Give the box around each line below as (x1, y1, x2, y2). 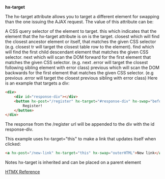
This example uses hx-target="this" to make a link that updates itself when (5, 136, 156, 142)
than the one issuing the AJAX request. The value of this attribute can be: (5, 19, 154, 24)
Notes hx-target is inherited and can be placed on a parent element (5, 159, 141, 165)
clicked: (5, 141, 21, 147)
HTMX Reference (5, 169, 40, 175)
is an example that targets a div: (5, 80, 70, 86)
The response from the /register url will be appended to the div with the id (5, 121, 155, 127)
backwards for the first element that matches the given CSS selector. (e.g (5, 70, 154, 75)
